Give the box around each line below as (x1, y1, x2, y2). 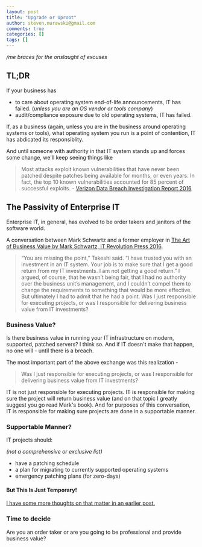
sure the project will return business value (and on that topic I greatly (6, 395, 178, 402)
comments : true (6, 25, 45, 32)
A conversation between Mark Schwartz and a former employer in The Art (6, 236, 191, 243)
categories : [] (6, 31, 45, 37)
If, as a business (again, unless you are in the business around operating (6, 123, 186, 130)
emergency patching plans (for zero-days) (14, 472, 121, 480)
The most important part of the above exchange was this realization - (6, 358, 178, 366)
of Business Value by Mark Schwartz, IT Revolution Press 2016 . (6, 242, 163, 250)
